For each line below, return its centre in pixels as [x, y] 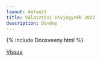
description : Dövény [32, 23]
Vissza [14, 52]
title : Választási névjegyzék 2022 [51, 18]
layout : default [26, 12]
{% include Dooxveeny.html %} [45, 40]
